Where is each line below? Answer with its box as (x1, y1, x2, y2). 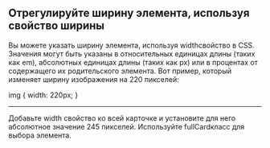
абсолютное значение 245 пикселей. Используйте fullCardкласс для (8, 121, 245, 131)
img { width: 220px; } (8, 90, 79, 100)
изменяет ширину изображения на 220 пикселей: (8, 74, 179, 84)
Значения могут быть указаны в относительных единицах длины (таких (8, 48, 256, 59)
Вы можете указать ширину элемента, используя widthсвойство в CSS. (8, 40, 255, 50)
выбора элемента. (8, 130, 72, 140)
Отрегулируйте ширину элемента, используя (8, 6, 250, 20)
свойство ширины (8, 19, 105, 33)
